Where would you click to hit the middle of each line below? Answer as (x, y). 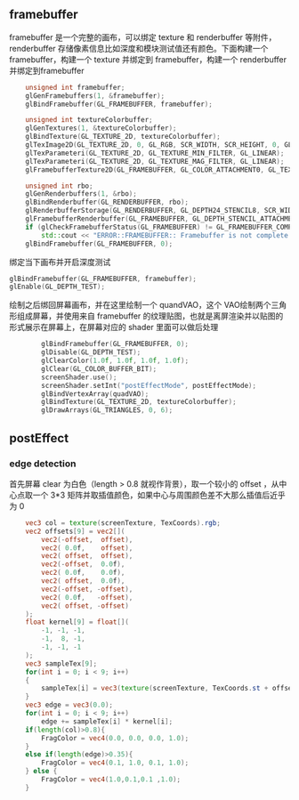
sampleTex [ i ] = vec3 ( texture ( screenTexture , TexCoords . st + (155, 689)
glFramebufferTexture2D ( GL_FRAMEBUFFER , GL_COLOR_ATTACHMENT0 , (145, 170)
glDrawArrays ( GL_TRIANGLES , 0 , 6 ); (107, 410)
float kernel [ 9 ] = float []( (77, 622)
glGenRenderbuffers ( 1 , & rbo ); (81, 194)
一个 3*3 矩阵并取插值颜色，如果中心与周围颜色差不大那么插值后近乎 (159, 495)
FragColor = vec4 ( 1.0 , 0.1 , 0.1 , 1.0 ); (111, 780)
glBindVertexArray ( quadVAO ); (95, 394)
